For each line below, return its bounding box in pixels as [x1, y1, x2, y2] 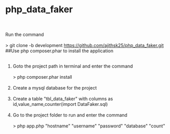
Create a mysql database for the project [12, 84, 97, 91]
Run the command [5, 31, 45, 37]
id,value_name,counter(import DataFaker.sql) [12, 101, 108, 107]
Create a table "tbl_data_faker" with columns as [12, 96, 113, 102]
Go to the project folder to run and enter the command [12, 111, 128, 118]
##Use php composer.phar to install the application [5, 48, 114, 54]
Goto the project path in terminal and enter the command [12, 63, 133, 69]
